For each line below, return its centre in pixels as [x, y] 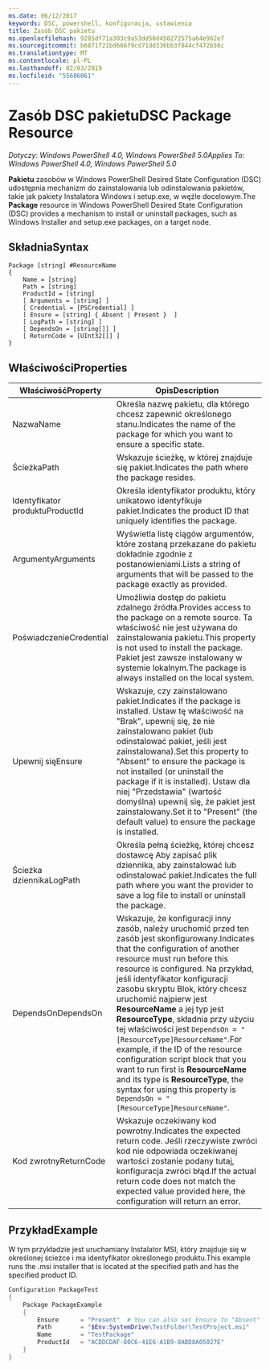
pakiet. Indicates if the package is [178, 701]
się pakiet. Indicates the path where [182, 468]
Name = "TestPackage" [86, 1335]
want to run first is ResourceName [182, 1069]
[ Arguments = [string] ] [66, 301]
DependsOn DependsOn [57, 1013]
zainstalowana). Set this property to [182, 751]
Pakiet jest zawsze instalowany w [179, 658]
